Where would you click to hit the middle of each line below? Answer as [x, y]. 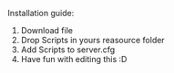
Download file [47, 30]
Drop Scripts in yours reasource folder [92, 40]
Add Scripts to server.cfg [68, 50]
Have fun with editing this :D [74, 59]
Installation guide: [41, 13]
